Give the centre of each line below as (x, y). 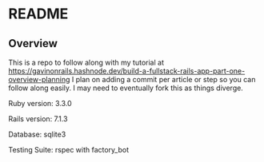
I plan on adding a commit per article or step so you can (164, 79)
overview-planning (39, 79)
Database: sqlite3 (37, 134)
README (38, 14)
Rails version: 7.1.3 (38, 119)
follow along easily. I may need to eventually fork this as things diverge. (126, 88)
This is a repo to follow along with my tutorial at (86, 62)
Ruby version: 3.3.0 (40, 103)
